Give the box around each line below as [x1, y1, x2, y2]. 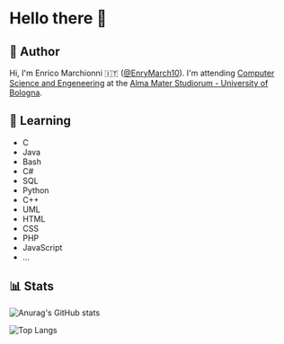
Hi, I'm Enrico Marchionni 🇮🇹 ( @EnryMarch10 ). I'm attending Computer [9, 67, 275, 78]
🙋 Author [9, 44, 60, 59]
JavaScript [22, 242, 63, 252]
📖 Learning [9, 113, 72, 128]
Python [22, 184, 49, 196]
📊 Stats [9, 278, 55, 295]
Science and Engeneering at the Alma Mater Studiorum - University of [9, 78, 269, 88]
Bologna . [9, 87, 43, 98]
